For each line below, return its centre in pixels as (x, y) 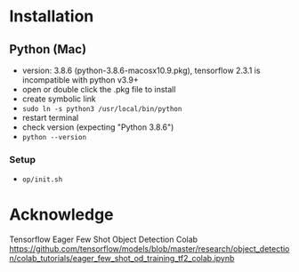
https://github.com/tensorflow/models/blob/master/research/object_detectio (149, 249)
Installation (52, 16)
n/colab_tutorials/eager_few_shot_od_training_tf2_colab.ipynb (122, 259)
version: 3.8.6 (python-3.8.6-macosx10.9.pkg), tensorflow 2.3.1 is (141, 70)
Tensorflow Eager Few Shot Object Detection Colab (104, 240)
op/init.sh (42, 180)
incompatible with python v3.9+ (81, 80)
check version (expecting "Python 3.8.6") (98, 127)
